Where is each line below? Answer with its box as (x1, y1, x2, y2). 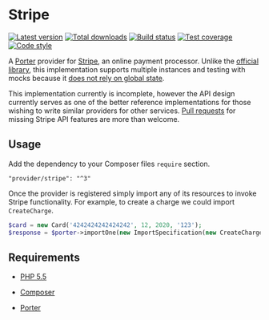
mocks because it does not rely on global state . (8, 73, 165, 83)
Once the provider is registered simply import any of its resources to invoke (8, 188, 258, 198)
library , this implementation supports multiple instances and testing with (8, 64, 246, 74)
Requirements (8, 250, 80, 264)
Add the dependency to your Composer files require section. (8, 159, 211, 168)
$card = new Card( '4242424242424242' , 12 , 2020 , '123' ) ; (8, 221, 203, 229)
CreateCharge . (8, 205, 54, 215)
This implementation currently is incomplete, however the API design (8, 88, 235, 98)
